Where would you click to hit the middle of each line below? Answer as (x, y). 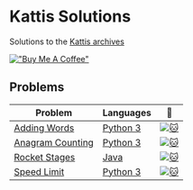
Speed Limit (39, 171)
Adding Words (44, 128)
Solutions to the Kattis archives (67, 41)
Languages (127, 113)
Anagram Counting (54, 142)
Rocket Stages (45, 157)
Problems (37, 87)
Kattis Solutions (70, 17)
